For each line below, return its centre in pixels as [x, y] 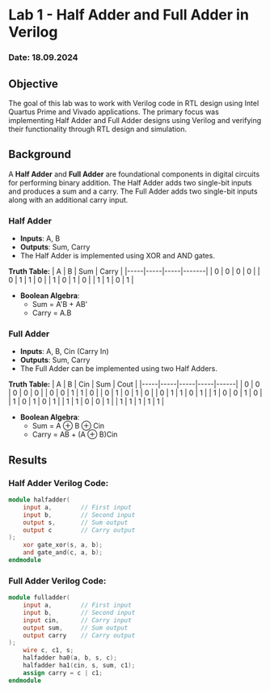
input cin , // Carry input [77, 620]
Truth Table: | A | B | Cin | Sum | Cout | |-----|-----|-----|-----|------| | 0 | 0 [134, 384]
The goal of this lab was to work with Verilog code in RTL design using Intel [134, 103]
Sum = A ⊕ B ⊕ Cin [68, 426]
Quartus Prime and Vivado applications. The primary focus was [114, 112]
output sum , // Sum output [76, 628]
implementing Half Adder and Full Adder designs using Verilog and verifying [135, 120]
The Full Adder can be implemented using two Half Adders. [119, 369]
